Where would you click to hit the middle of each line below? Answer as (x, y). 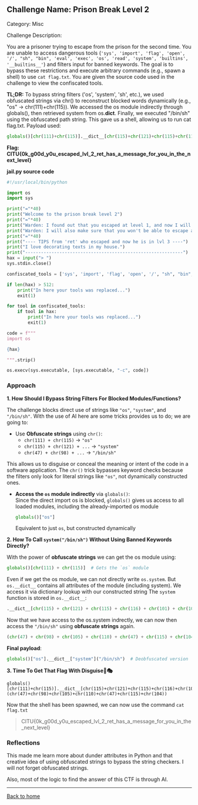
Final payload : (24, 648)
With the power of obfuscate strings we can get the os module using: (91, 557)
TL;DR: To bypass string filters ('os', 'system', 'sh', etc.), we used (85, 94)
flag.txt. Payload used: (34, 125)
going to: (18, 422)
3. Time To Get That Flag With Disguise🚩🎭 (60, 670)
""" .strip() (21, 360)
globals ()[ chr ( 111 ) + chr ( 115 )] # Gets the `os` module (78, 568)
